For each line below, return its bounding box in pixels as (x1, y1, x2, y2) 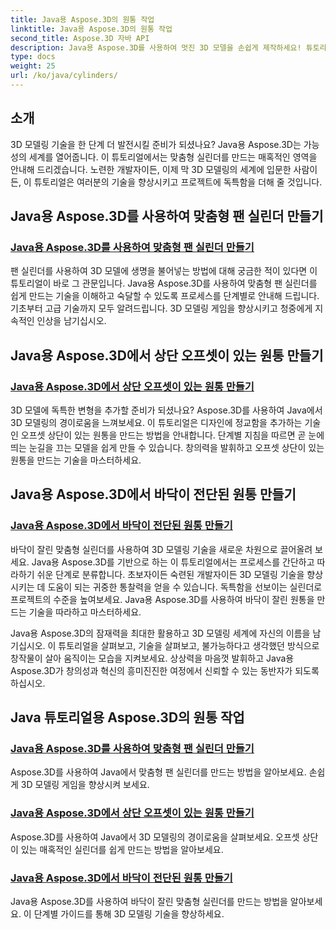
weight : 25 (10, 61, 56, 71)
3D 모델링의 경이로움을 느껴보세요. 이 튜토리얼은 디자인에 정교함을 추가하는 (10, 417, 303, 429)
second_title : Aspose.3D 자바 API (10, 33, 150, 43)
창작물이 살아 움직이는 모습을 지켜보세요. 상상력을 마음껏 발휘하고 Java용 (10, 652, 295, 664)
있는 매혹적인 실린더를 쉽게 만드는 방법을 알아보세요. (20, 843, 224, 855)
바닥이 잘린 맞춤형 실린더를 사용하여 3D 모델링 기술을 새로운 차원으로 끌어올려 (10, 543, 313, 555)
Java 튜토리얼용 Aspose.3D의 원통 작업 (10, 709, 245, 726)
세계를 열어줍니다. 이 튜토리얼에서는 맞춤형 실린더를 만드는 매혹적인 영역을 (28, 151, 318, 163)
